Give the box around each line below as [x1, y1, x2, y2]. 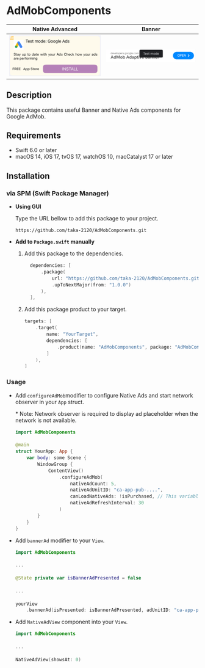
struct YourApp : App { [15, 448, 73, 455]
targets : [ [24, 318, 52, 324]
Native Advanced [32, 26, 78, 33]
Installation [6, 170, 50, 181]
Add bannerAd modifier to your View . [15, 537, 105, 544]
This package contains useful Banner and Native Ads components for [6, 106, 181, 114]
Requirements [6, 130, 61, 140]
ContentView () [48, 468, 84, 474]
